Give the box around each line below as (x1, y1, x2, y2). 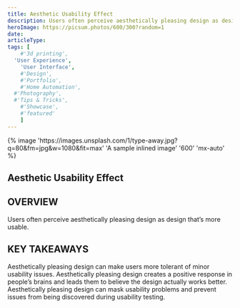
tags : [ (7, 43, 31, 51)
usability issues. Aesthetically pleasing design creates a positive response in (7, 269, 233, 278)
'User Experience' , (14, 57, 72, 64)
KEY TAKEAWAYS (7, 243, 89, 255)
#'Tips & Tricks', (14, 97, 69, 104)
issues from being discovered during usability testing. (7, 292, 166, 301)
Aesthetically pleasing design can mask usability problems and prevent (7, 284, 216, 293)
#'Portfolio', (20, 76, 62, 84)
